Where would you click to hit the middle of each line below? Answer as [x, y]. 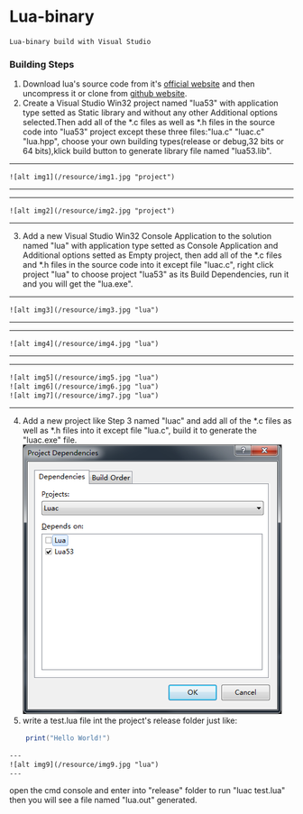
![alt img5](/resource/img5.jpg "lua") [84, 378]
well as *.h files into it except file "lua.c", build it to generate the [139, 431]
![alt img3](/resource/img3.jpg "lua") [84, 310]
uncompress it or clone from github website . [105, 94]
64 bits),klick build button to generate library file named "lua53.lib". [147, 151]
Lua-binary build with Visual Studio [80, 41]
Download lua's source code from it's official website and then [138, 84]
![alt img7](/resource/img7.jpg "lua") [84, 396]
